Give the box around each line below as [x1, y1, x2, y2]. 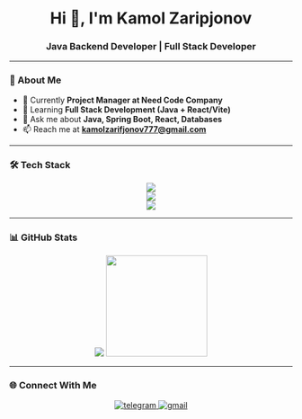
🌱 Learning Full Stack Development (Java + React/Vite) [22, 103, 231, 115]
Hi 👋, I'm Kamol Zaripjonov [49, 8, 253, 29]
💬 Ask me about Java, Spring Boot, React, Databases [22, 113, 223, 124]
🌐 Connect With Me [9, 379, 97, 392]
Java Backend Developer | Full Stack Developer [46, 40, 256, 53]
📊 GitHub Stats [9, 231, 78, 244]
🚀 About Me [9, 74, 62, 86]
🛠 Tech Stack [9, 158, 71, 171]
